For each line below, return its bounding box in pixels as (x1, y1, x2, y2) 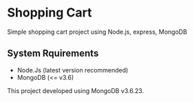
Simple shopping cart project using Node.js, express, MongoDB (7, 28, 188, 36)
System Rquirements (7, 48, 99, 59)
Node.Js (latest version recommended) (17, 65, 129, 74)
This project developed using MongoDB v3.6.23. (7, 86, 144, 94)
